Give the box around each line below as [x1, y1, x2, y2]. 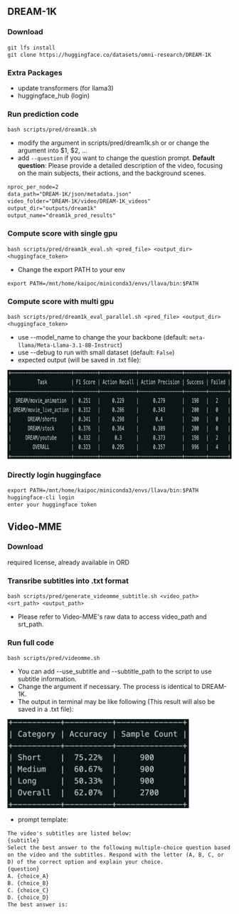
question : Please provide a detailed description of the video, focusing [17, 162, 223, 170]
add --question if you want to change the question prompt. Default [17, 154, 216, 162]
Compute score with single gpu [7, 228, 118, 238]
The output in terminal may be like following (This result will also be [17, 698, 216, 706]
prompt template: [17, 815, 69, 824]
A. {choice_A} [7, 873, 50, 880]
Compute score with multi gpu [7, 296, 115, 306]
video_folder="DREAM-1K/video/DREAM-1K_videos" [7, 198, 152, 205]
